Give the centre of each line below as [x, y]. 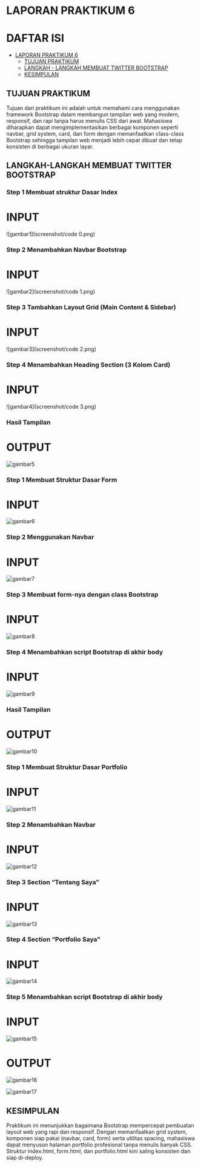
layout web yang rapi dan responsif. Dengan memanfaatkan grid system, [97, 1132]
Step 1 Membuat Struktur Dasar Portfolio [67, 767]
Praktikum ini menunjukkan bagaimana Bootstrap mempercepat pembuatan [100, 1125]
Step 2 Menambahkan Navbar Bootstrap [67, 250]
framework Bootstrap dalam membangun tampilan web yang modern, [93, 114]
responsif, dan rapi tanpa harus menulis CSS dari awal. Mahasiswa [89, 121]
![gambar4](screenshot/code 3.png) [51, 406]
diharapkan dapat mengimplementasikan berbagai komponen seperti [92, 127]
